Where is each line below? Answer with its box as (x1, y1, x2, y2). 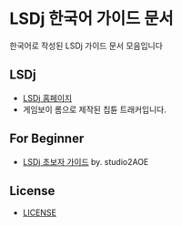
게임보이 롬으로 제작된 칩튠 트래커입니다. (22, 104, 167, 115)
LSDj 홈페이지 (22, 92, 73, 103)
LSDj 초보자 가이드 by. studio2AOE (22, 156, 149, 167)
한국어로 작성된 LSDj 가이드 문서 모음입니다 (9, 40, 164, 51)
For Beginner (9, 131, 85, 147)
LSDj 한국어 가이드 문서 (9, 8, 174, 29)
